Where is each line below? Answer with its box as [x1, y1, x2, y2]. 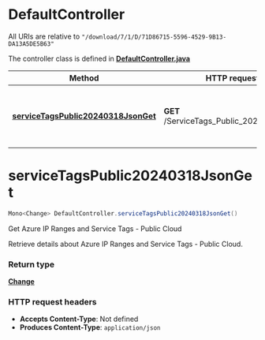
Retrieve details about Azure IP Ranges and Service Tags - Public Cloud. [8, 239, 243, 248]
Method [69, 73, 99, 84]
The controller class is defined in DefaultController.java [8, 54, 191, 63]
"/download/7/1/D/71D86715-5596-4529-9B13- [81, 33, 227, 41]
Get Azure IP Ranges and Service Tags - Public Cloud [8, 223, 182, 234]
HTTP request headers [8, 296, 97, 307]
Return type [8, 259, 55, 270]
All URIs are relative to [8, 32, 80, 41]
